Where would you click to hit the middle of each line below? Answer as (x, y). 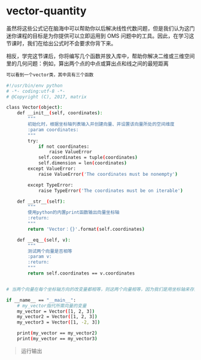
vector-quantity (46, 11)
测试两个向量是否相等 (50, 251)
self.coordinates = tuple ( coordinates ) (88, 158)
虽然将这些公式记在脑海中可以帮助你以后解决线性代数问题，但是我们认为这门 (100, 28)
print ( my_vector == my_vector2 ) (57, 333)
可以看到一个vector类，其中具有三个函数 (50, 75)
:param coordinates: (53, 130)
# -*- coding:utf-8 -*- (36, 91)
